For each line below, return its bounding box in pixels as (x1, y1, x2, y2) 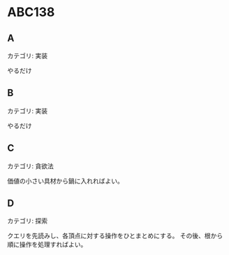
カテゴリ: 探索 (7, 216, 47, 225)
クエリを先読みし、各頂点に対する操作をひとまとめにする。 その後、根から (7, 232, 223, 240)
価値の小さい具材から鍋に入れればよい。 (7, 177, 124, 185)
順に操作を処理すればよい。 (7, 240, 87, 249)
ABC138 (7, 4, 55, 20)
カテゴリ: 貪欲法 (7, 162, 54, 170)
